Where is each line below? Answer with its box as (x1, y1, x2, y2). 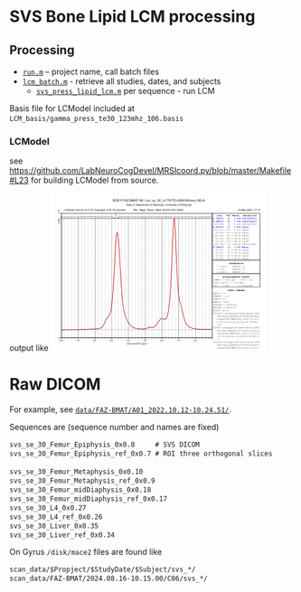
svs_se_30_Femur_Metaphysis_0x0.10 (9, 467, 144, 476)
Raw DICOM (9, 374, 101, 395)
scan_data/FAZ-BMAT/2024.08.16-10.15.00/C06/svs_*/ (9, 574, 208, 584)
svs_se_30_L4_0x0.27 (9, 503, 88, 512)
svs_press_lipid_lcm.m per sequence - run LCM (35, 86, 215, 96)
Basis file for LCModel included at (9, 103, 136, 114)
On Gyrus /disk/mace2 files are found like (9, 547, 163, 558)
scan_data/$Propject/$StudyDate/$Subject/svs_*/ (9, 565, 196, 575)
